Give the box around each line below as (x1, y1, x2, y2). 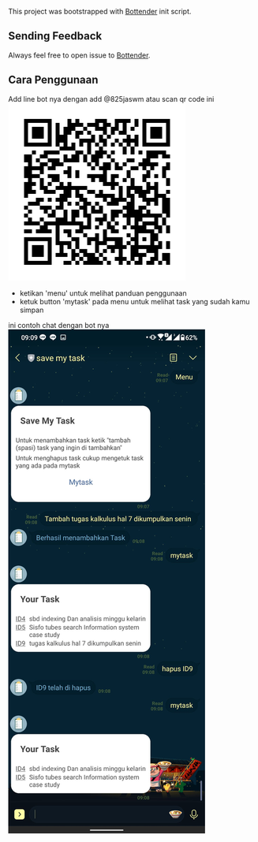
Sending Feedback (8, 29, 103, 43)
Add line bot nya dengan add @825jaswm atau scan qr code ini (8, 94, 215, 103)
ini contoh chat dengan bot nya (8, 320, 110, 330)
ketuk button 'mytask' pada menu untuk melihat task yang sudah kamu (19, 296, 250, 306)
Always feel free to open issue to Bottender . (8, 50, 151, 60)
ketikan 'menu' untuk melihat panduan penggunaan (19, 288, 187, 298)
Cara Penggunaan (8, 73, 99, 87)
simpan (19, 305, 44, 315)
